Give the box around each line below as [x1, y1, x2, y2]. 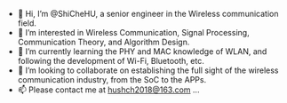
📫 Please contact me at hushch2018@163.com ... [17, 84, 200, 95]
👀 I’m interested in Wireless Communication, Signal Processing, [17, 28, 251, 37]
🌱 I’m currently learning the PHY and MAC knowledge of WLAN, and [17, 46, 267, 57]
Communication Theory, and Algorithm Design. [17, 36, 190, 47]
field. [17, 18, 37, 28]
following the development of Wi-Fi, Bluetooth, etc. [17, 56, 204, 66]
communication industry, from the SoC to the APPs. [17, 75, 207, 84]
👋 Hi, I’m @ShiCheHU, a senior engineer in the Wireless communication [17, 9, 279, 19]
